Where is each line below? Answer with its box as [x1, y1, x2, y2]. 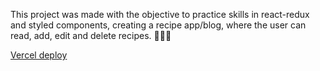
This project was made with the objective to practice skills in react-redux [10, 9, 310, 20]
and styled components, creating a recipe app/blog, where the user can [10, 19, 307, 31]
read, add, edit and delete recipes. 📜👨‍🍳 [10, 30, 172, 41]
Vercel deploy [10, 49, 68, 61]
